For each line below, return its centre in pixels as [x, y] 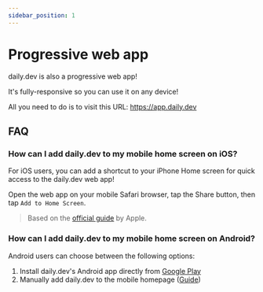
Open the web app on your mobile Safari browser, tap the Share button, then [132, 194]
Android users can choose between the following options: [101, 256]
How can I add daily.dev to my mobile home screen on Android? [131, 238]
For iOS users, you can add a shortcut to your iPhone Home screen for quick [131, 171]
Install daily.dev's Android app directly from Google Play [110, 271]
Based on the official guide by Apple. [87, 218]
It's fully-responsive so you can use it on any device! [93, 91]
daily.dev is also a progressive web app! [73, 76]
